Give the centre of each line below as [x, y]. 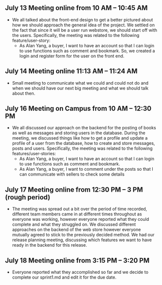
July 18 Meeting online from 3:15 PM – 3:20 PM [77, 260]
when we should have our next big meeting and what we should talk [80, 88]
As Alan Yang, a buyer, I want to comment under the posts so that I [86, 169]
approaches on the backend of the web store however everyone [76, 230]
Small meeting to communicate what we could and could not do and [80, 83]
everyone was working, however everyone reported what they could [81, 219]
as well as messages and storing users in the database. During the [79, 133]
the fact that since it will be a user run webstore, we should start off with [84, 30]
